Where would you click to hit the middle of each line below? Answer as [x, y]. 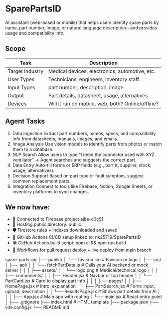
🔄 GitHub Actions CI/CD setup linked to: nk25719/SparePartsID [77, 237]
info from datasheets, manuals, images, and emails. [65, 139]
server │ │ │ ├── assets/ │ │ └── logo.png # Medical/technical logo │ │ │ [82, 270]
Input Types [22, 87]
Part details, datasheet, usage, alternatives [98, 95]
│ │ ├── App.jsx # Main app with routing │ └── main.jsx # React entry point [83, 297]
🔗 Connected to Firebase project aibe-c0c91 [58, 219]
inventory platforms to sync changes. [51, 191]
